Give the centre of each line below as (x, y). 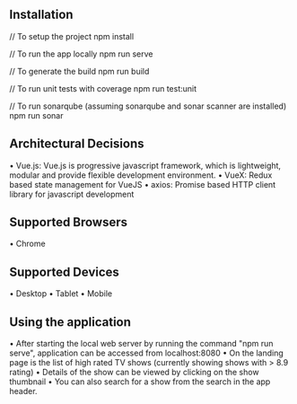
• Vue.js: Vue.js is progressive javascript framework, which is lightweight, (145, 165)
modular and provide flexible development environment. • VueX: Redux (141, 175)
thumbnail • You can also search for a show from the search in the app (140, 382)
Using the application (70, 322)
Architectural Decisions (77, 144)
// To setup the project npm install (72, 36)
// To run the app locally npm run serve (81, 54)
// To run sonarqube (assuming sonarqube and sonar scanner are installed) (148, 106)
